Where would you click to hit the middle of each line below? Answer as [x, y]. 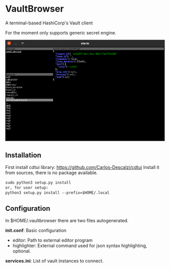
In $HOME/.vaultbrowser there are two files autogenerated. [67, 221]
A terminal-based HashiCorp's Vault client [49, 23]
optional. [22, 251]
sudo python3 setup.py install [38, 183]
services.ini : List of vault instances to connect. [54, 261]
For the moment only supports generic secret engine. [61, 32]
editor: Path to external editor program [52, 240]
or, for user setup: [27, 188]
